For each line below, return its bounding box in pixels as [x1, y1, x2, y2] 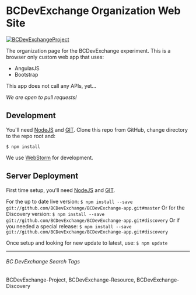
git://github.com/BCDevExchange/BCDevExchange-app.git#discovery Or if [6, 217, 180, 224]
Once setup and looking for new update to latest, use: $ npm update [6, 239, 168, 246]
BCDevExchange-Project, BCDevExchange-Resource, [6, 276, 136, 283]
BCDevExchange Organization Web [6, 4, 181, 18]
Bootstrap [14, 71, 38, 78]
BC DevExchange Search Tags [6, 258, 80, 265]
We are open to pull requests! [6, 94, 77, 101]
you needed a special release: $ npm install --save [6, 222, 132, 229]
